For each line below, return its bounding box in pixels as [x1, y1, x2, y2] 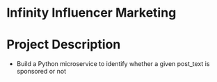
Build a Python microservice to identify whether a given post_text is [16, 60, 210, 68]
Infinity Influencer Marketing [6, 5, 177, 21]
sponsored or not [16, 67, 67, 76]
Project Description [6, 37, 121, 53]
